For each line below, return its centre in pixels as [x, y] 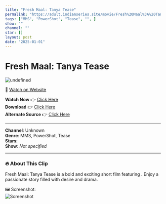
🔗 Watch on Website [26, 89]
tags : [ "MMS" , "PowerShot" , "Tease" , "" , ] [51, 19]
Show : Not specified [26, 146]
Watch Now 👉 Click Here [32, 99]
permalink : [16, 14]
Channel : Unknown [25, 130]
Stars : [12, 141]
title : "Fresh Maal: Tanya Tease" [41, 10]
